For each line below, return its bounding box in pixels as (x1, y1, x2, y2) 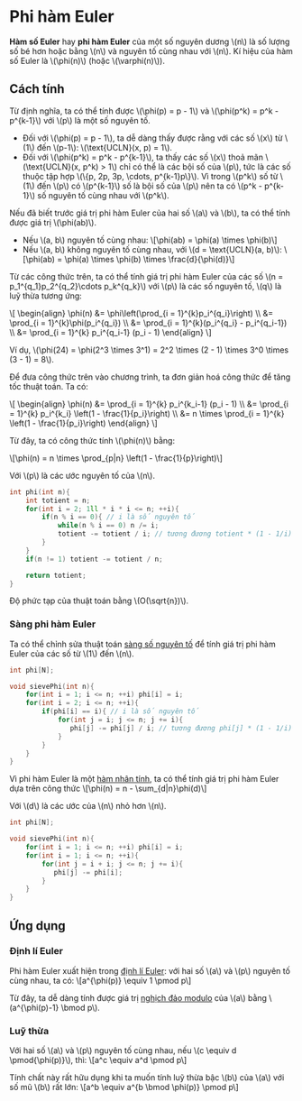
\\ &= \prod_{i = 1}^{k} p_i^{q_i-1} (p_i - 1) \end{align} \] (9, 326, 212, 337)
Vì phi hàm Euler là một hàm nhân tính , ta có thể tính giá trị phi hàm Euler (9, 774, 279, 784)
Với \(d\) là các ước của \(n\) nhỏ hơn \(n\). (9, 801, 167, 812)
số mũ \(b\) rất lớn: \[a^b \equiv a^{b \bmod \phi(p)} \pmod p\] (9, 1082, 239, 1093)
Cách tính (9, 81, 65, 96)
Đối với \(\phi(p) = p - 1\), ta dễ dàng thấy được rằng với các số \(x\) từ (22, 133, 283, 143)
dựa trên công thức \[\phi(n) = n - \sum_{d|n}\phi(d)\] (9, 783, 207, 794)
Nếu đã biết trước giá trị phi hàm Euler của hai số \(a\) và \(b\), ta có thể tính (9, 207, 290, 218)
